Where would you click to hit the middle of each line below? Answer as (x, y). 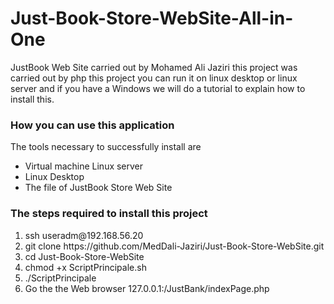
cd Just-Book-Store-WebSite (84, 256)
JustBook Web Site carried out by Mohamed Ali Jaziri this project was (154, 67)
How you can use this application (92, 125)
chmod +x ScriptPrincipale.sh (85, 267)
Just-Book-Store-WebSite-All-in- (152, 18)
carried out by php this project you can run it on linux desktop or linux (154, 78)
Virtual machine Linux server (84, 166)
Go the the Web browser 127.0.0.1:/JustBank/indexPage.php (147, 288)
